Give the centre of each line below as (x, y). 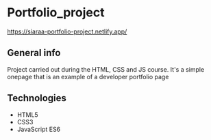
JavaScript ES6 (39, 129)
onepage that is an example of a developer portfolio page (88, 76)
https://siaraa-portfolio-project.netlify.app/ (67, 31)
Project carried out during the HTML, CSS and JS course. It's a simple (106, 69)
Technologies (37, 98)
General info (34, 53)
